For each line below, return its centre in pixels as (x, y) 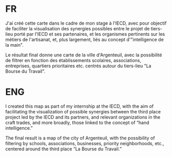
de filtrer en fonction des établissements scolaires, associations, (73, 60)
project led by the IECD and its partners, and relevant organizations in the (83, 117)
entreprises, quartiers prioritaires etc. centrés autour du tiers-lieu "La (78, 66)
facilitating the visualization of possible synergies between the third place (83, 111)
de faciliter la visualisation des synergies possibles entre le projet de (78, 28)
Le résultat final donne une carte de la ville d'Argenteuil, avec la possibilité (84, 55)
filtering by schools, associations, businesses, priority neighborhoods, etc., (85, 143)
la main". (15, 45)
